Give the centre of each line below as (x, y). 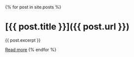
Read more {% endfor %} (31, 49)
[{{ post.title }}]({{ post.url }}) (67, 27)
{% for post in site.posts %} (33, 7)
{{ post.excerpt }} (23, 40)
